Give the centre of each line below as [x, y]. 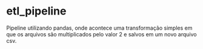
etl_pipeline [36, 11]
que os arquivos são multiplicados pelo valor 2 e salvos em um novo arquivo [101, 34]
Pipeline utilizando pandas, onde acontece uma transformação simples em [99, 28]
